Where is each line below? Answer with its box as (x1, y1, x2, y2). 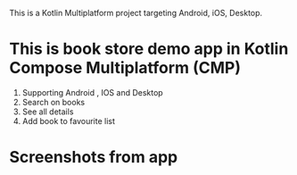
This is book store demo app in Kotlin (9, 39, 289, 59)
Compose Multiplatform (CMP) (9, 58, 242, 79)
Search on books (21, 96, 86, 107)
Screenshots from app (9, 147, 178, 168)
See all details (21, 106, 74, 117)
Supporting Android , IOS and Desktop (21, 87, 163, 97)
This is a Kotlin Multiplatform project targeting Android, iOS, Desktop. (9, 8, 263, 18)
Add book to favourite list (21, 115, 116, 126)
